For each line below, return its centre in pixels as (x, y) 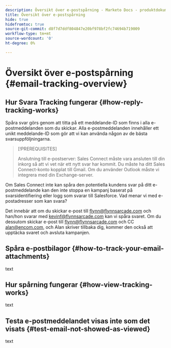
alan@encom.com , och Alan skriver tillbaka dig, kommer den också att (79, 227)
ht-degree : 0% (20, 43)
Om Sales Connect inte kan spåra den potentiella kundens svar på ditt (78, 184)
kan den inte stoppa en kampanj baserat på (87, 190)
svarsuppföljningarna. (28, 139)
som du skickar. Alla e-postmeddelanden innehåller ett (102, 128)
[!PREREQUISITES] (37, 149)
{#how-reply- (121, 102)
